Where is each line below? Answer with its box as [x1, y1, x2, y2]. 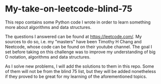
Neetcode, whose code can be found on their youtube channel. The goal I [5, 44, 152, 49]
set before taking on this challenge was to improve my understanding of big [5, 49, 156, 55]
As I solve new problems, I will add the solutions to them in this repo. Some [5, 63, 154, 69]
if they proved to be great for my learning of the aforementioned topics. [5, 73, 147, 79]
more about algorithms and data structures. [5, 24, 92, 30]
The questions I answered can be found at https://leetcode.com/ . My [5, 34, 142, 39]
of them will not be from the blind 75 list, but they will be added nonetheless [5, 68, 156, 74]
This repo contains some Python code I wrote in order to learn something [5, 19, 151, 25]
